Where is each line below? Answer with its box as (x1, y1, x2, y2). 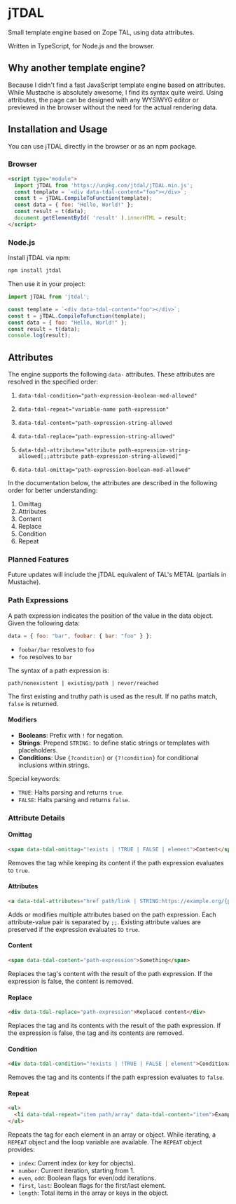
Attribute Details (8, 813, 65, 823)
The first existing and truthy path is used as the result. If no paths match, (8, 692, 218, 701)
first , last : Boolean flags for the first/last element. (18, 1181, 167, 1189)
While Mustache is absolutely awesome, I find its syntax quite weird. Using (8, 88, 223, 96)
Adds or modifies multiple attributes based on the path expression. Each (8, 910, 216, 919)
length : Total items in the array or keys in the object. (18, 1189, 169, 1197)
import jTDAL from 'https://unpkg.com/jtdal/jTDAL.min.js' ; (14, 182, 193, 189)
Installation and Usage (8, 123, 108, 135)
